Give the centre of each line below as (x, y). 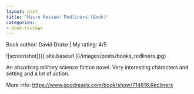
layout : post (22, 11)
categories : (21, 22)
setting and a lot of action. (38, 73)
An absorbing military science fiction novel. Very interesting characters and (97, 68)
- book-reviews (25, 28)
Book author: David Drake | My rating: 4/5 (56, 45)
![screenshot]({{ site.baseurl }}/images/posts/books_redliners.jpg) (86, 56)
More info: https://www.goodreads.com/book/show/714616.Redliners (90, 85)
